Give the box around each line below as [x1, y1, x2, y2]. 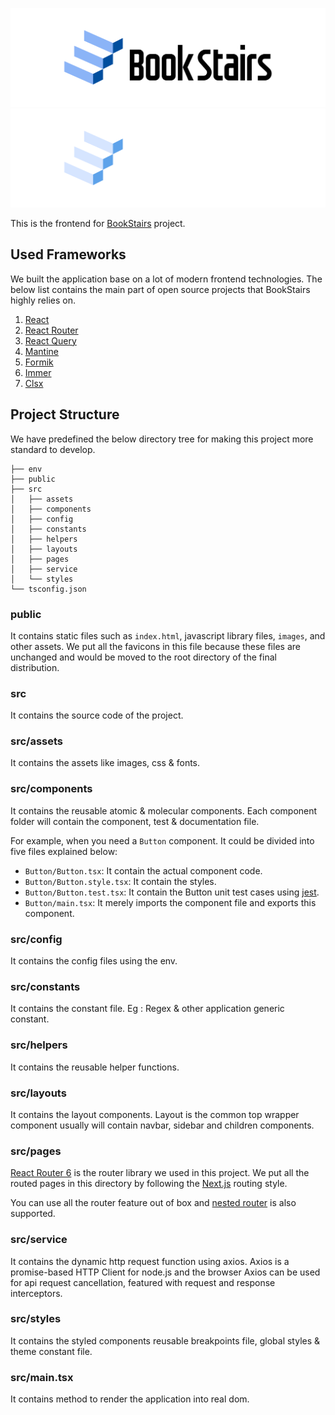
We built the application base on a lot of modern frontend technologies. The [10, 273, 323, 285]
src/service [10, 1233, 68, 1247]
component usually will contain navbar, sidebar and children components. [10, 1119, 315, 1131]
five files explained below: [10, 845, 118, 857]
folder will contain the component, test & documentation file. [10, 815, 260, 827]
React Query [24, 334, 77, 347]
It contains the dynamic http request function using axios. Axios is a [10, 1255, 290, 1267]
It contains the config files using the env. [10, 955, 178, 967]
